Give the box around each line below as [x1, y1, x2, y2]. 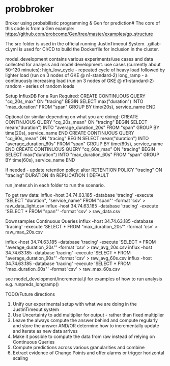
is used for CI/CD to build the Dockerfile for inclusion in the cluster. [18, 46, 159, 52]
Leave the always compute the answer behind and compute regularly [12, 317, 158, 323]
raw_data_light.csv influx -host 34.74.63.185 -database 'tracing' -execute [5, 202, 159, 209]
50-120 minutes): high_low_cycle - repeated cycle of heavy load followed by [5, 67, 165, 73]
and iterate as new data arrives [12, 328, 78, 334]
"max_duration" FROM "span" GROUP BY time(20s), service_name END [5, 103, 156, 110]
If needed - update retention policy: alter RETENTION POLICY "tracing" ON [5, 167, 162, 173]
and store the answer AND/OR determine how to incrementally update [12, 322, 159, 329]
